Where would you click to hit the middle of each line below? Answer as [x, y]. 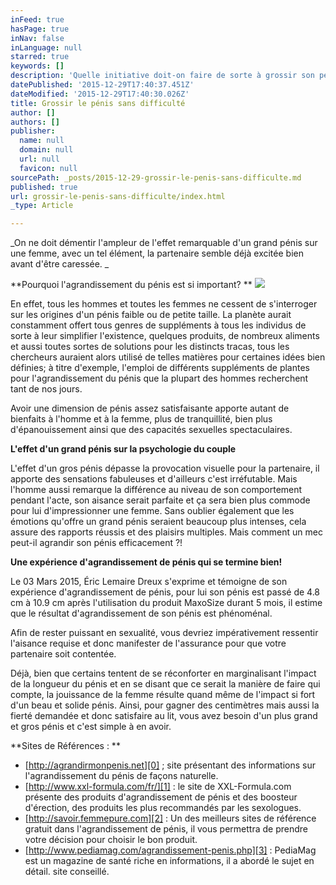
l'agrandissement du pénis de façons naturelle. [121, 776]
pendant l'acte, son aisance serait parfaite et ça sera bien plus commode [160, 500]
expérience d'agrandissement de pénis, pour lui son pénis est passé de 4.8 [165, 592]
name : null [42, 141]
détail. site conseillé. [67, 872]
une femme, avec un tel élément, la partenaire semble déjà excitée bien [157, 253]
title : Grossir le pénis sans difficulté [98, 103]
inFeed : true [37, 19]
